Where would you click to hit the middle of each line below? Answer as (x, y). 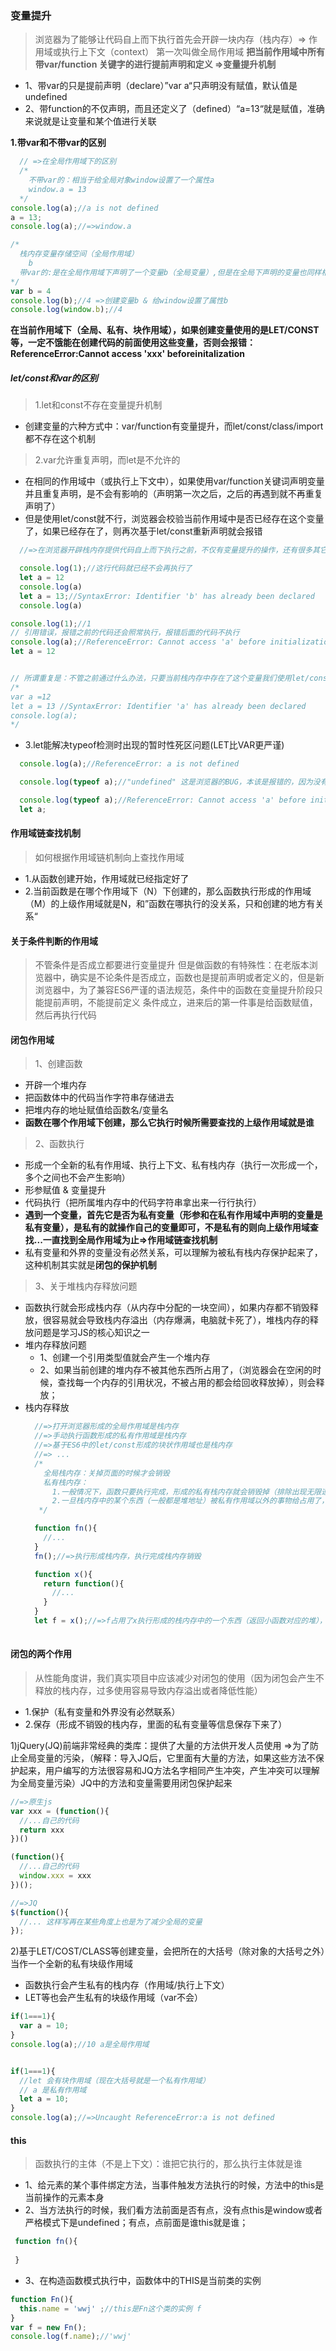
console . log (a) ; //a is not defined (84, 208)
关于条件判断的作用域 (54, 941)
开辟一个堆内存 (55, 1085)
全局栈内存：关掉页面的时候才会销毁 (106, 1473)
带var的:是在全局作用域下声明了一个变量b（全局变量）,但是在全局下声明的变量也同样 (170, 272)
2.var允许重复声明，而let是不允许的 (107, 460)
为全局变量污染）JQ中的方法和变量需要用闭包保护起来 (121, 1783)
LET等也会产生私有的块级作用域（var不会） (114, 1998)
